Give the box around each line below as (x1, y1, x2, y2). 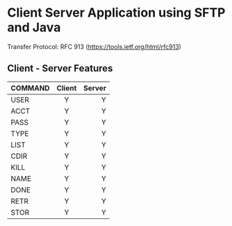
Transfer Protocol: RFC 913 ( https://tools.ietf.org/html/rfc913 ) (7, 42, 182, 51)
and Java (7, 19, 61, 35)
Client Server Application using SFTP (7, 5, 226, 21)
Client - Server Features (7, 62, 113, 74)
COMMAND (10, 83, 50, 93)
